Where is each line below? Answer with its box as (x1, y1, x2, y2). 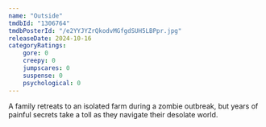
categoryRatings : (8, 42, 67, 50)
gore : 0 (23, 49, 48, 57)
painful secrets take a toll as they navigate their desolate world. (8, 109, 218, 119)
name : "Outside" (8, 11, 63, 20)
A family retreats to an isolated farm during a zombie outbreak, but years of (8, 101, 259, 111)
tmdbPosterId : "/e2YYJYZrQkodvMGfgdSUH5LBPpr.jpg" (8, 27, 182, 35)
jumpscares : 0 (23, 64, 70, 72)
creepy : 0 (23, 57, 56, 65)
